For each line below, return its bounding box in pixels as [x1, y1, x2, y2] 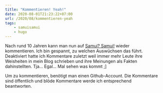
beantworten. [5, 83, 32, 89]
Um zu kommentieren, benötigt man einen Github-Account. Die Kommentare [5, 73, 158, 78]
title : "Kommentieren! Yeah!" [5, 7, 67, 12]
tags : [5, 20, 16, 26]
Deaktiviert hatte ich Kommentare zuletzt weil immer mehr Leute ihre [5, 53, 143, 59]
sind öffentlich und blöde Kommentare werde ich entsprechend [5, 78, 132, 84]
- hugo [14, 30, 27, 34]
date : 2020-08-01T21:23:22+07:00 [5, 12, 73, 16]
